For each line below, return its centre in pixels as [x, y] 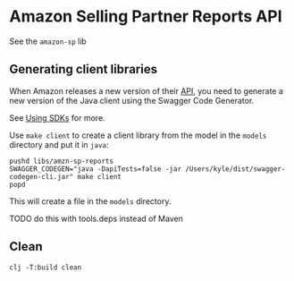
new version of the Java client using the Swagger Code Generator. [132, 100]
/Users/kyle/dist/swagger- [235, 169]
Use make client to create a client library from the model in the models [138, 135]
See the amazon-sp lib [48, 41]
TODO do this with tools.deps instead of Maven [96, 218]
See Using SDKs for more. [57, 117]
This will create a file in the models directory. [90, 201]
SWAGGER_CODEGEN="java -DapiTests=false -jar [95, 169]
